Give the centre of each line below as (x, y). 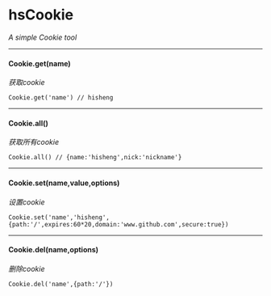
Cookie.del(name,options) (54, 250)
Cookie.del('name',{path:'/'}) (61, 284)
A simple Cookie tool (43, 37)
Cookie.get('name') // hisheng (61, 98)
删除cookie (27, 269)
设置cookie (27, 202)
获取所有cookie (33, 142)
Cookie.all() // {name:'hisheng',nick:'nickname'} (95, 158)
